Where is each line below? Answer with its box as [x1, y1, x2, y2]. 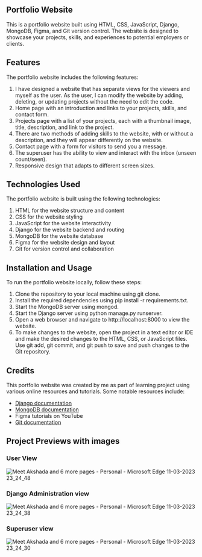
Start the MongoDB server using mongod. [14, 303, 119, 311]
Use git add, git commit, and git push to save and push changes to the [14, 341, 190, 349]
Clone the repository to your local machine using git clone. [14, 290, 161, 297]
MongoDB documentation [14, 406, 80, 413]
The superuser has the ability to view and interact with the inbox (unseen [14, 149, 197, 156]
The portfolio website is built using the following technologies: [6, 195, 161, 202]
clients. [6, 40, 25, 47]
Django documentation [14, 400, 72, 407]
